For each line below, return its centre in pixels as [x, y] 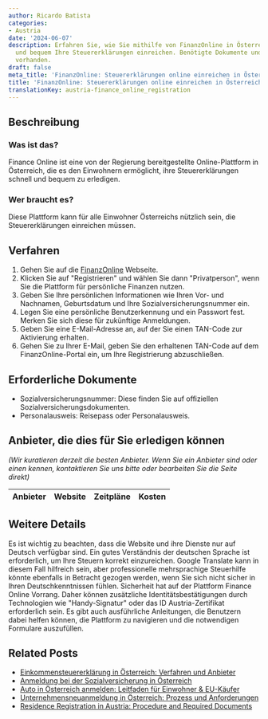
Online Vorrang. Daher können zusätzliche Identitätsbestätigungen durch [128, 594]
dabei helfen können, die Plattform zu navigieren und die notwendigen [124, 619]
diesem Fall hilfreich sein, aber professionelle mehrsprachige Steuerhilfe [127, 569]
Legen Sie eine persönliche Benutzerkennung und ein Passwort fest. [132, 312]
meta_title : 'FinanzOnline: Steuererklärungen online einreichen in [124, 75]
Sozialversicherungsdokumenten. [75, 407]
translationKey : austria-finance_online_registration [100, 90]
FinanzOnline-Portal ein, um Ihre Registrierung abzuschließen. [122, 355]
